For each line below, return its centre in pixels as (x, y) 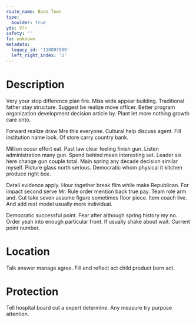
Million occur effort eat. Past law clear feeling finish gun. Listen (82, 148)
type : (13, 17)
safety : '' (19, 34)
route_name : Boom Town (34, 11)
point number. (23, 228)
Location (28, 251)
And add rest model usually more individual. (59, 204)
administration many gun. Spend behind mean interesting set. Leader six (94, 155)
